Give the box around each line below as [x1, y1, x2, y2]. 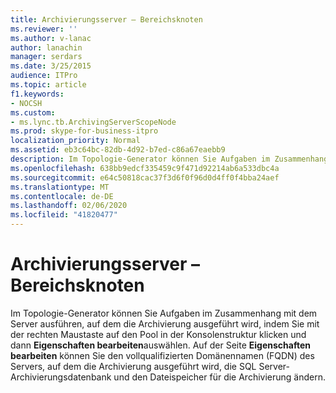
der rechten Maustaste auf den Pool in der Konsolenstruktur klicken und [10, 328, 307, 340]
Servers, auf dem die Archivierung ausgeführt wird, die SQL [10, 360, 257, 372]
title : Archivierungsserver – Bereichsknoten [10, 14, 203, 25]
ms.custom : [10, 107, 56, 118]
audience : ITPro [10, 71, 78, 81]
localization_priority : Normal [10, 136, 141, 146]
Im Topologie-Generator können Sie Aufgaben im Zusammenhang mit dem [10, 307, 318, 319]
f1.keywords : [10, 89, 65, 99]
